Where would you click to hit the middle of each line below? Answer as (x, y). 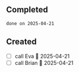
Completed (27, 10)
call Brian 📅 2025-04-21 (44, 62)
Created (21, 42)
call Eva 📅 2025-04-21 (42, 56)
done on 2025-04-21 (30, 23)
